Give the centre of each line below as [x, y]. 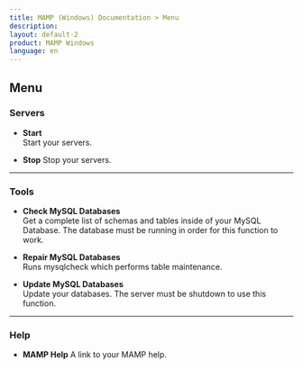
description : [34, 26]
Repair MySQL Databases [71, 257]
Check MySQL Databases [71, 211]
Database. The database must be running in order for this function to [150, 230]
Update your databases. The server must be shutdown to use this [144, 294]
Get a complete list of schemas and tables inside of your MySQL [142, 220]
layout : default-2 [44, 34]
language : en [34, 51]
